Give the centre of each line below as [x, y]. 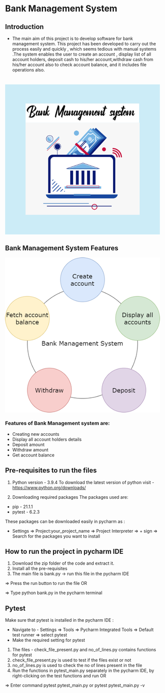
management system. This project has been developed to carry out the [84, 44]
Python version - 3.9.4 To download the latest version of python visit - [83, 482]
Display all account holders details [47, 439]
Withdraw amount [30, 450]
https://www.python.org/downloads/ [49, 487]
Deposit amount [28, 444]
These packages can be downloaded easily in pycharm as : [65, 521]
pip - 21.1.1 [22, 507]
